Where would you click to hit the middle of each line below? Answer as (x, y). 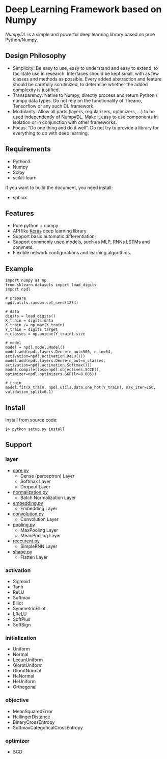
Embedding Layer (39, 508)
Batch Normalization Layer (48, 498)
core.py (21, 470)
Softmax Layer (35, 481)
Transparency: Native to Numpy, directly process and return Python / (85, 95)
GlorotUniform (28, 665)
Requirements (28, 149)
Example (19, 269)
